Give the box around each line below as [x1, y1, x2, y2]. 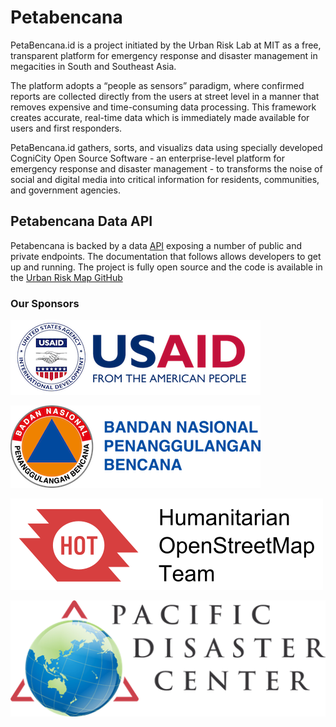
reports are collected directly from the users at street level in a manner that [10, 90, 320, 102]
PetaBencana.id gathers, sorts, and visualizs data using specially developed [10, 141, 323, 153]
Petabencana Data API [10, 213, 153, 230]
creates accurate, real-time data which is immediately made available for [10, 111, 310, 123]
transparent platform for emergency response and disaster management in [10, 49, 318, 61]
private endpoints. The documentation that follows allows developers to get [10, 250, 322, 262]
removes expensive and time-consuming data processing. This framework [10, 101, 317, 113]
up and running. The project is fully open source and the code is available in [10, 261, 323, 273]
